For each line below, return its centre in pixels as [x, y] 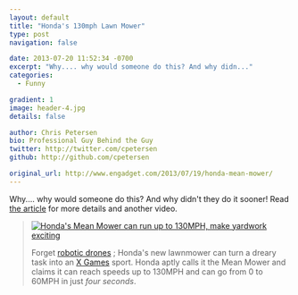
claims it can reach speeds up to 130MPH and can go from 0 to [147, 271]
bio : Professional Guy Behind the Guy [81, 141]
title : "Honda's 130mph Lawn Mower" [77, 26]
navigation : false [43, 42]
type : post [29, 34]
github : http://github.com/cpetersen [79, 157]
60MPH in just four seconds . [83, 281]
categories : [31, 76]
